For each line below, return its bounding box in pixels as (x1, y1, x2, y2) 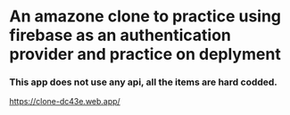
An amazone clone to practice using (9, 6, 282, 27)
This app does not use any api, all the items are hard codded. (9, 76, 278, 88)
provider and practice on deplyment (9, 45, 281, 64)
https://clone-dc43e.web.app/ (9, 96, 120, 107)
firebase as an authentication (9, 25, 232, 45)
